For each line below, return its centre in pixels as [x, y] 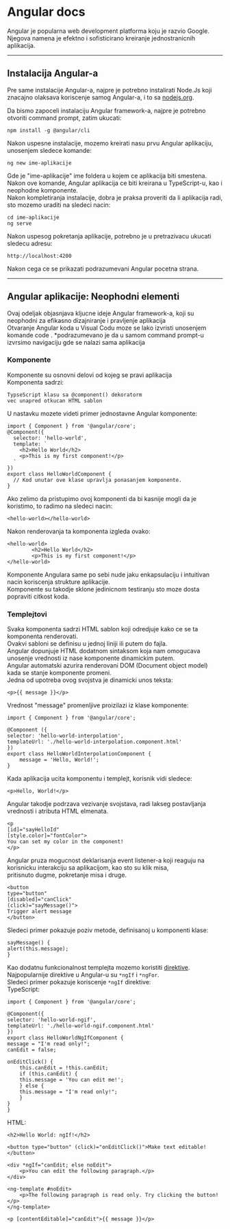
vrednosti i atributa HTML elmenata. [58, 811]
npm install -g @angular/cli [49, 130]
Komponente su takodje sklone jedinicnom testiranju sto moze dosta [103, 589]
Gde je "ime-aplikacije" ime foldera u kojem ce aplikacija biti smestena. [107, 175]
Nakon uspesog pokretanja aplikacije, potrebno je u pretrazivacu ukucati [109, 236]
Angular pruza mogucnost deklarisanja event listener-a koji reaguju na [106, 860]
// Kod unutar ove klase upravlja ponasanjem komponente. [98, 480]
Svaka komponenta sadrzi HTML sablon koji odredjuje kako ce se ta [103, 629]
